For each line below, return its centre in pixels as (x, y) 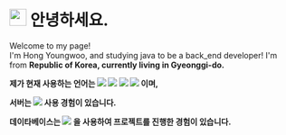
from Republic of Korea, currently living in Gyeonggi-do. (117, 65)
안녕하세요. (69, 20)
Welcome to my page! (50, 45)
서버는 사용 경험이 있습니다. (63, 103)
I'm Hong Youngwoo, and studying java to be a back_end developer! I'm (143, 55)
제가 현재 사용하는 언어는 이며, (84, 83)
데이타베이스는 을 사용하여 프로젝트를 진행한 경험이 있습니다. (120, 121)
